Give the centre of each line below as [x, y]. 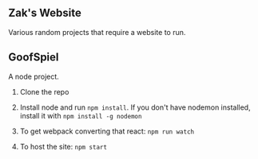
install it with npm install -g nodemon [81, 115]
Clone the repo [44, 91]
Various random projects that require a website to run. [97, 32]
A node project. [34, 76]
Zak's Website [45, 13]
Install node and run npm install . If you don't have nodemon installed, [135, 107]
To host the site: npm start [64, 146]
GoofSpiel [34, 58]
